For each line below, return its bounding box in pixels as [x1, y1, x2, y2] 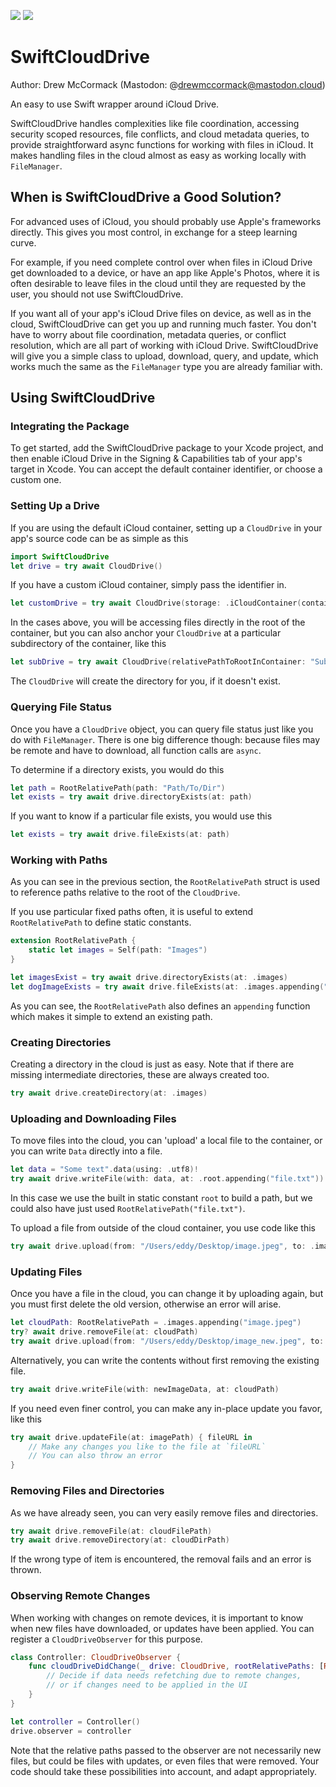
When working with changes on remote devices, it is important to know [10, 1611, 304, 1624]
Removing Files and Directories [10, 1484, 165, 1498]
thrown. [10, 1564, 42, 1576]
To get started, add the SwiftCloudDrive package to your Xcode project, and [10, 442, 324, 454]
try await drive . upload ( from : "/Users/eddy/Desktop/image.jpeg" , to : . [10, 1241, 315, 1252]
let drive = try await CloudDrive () [10, 561, 163, 571]
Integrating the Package [10, 420, 130, 434]
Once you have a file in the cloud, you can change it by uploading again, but [10, 1288, 324, 1300]
